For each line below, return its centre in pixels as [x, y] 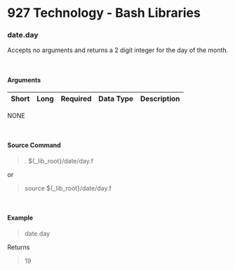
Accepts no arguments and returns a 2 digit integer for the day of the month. [118, 50]
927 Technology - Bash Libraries [104, 13]
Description [160, 99]
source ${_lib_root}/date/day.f [68, 188]
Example [20, 218]
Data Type [116, 99]
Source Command [34, 145]
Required [76, 99]
